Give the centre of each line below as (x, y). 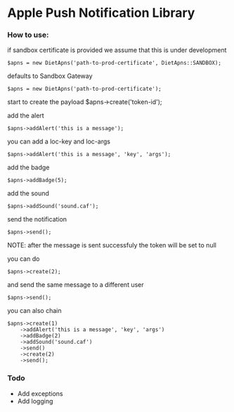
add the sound (28, 193)
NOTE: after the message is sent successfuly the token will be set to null (112, 245)
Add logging (35, 401)
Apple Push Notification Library (101, 13)
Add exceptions (40, 393)
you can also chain (34, 311)
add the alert (26, 116)
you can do (24, 259)
